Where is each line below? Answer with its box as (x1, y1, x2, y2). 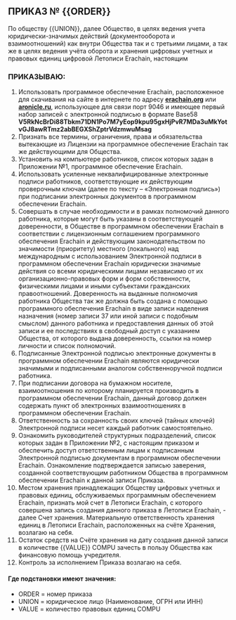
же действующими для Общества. (18, 148, 122, 156)
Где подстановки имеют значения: (8, 574, 117, 583)
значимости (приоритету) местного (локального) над (18, 245, 179, 253)
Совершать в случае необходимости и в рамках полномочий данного (18, 207, 230, 216)
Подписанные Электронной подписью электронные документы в (18, 349, 216, 358)
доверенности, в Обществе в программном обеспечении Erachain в (18, 222, 224, 231)
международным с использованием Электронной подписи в (18, 252, 202, 261)
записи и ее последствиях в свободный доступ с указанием (18, 327, 200, 335)
